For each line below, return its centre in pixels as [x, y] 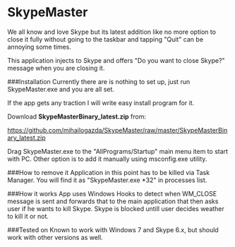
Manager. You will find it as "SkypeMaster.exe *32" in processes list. [107, 180]
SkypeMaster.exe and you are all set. [61, 89]
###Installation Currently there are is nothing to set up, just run [99, 81]
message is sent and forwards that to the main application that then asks [113, 201]
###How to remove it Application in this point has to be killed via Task [109, 172]
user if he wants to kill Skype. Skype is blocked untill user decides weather [116, 208]
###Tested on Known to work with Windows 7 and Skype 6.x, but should [113, 229]
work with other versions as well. [55, 237]
